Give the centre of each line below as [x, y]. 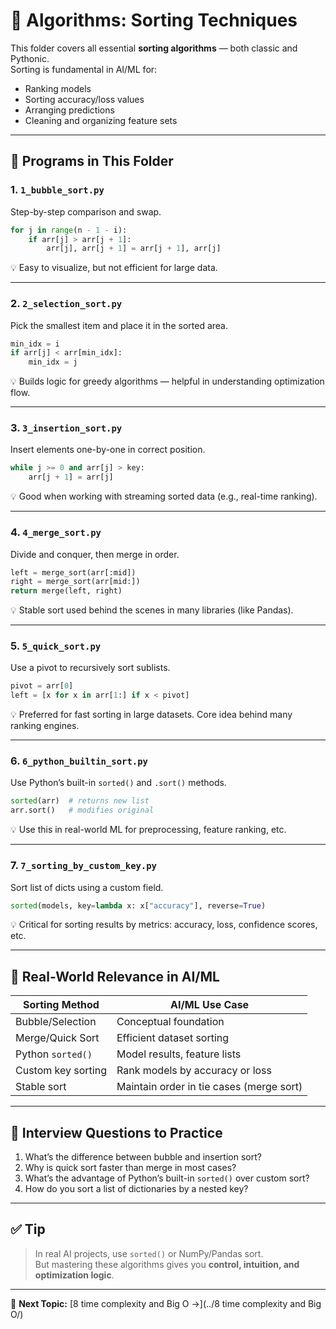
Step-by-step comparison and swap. [86, 211]
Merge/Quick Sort [57, 1038]
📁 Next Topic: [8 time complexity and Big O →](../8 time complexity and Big [166, 1303]
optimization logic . [74, 1275]
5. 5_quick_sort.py [56, 646]
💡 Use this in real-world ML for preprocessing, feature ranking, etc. [148, 830]
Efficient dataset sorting [173, 1038]
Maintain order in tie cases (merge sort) [209, 1087]
